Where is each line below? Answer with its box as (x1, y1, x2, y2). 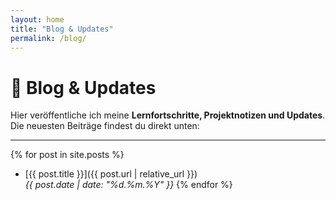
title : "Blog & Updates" (10, 24, 114, 34)
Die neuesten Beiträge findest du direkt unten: (10, 120, 200, 132)
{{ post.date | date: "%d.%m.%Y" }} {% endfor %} (24, 179, 233, 191)
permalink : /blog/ (10, 33, 87, 43)
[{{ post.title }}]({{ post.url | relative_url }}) (24, 168, 198, 180)
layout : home (10, 14, 65, 25)
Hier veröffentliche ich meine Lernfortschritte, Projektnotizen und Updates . (10, 109, 326, 121)
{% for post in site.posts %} (10, 149, 125, 161)
